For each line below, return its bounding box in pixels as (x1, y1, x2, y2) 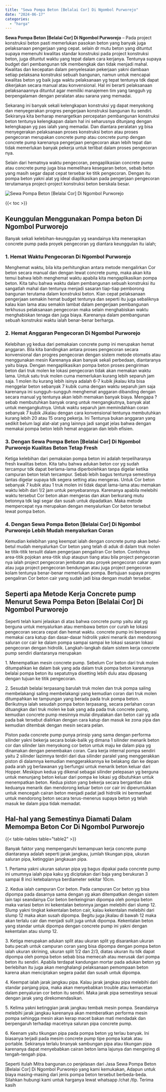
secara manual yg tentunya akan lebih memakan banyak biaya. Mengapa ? (5, 394, 158, 400)
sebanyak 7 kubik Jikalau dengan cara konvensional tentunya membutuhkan (5, 410, 161, 416)
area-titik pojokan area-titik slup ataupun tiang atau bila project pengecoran (5, 554, 160, 560)
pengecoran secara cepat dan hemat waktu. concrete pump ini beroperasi (5, 629, 157, 635)
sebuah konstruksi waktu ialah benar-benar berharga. (5, 317, 115, 323)
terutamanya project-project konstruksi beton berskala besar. (5, 181, 130, 187)
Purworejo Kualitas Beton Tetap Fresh (5, 444, 98, 451)
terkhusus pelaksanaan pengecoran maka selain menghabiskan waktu (5, 307, 149, 313)
